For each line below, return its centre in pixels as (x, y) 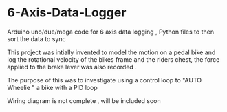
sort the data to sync (36, 38)
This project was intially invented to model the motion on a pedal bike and (111, 52)
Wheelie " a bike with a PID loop (52, 87)
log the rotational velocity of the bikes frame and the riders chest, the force (113, 59)
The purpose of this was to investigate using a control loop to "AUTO (104, 80)
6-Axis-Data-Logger (67, 13)
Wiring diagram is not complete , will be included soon (84, 100)
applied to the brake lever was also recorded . (72, 67)
